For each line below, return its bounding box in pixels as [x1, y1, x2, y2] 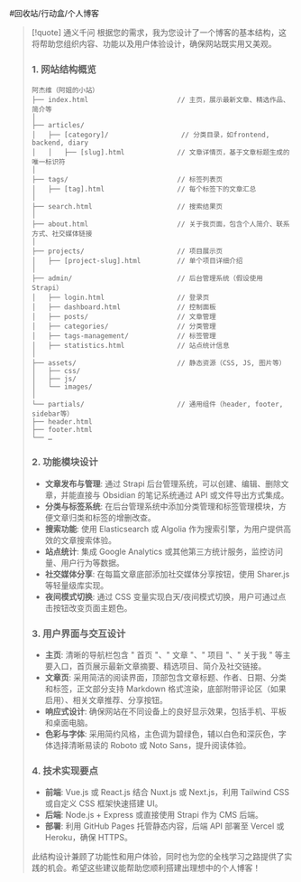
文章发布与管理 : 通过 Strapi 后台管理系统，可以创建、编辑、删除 [44, 478, 282, 489]
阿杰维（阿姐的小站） [31, 86, 99, 95]
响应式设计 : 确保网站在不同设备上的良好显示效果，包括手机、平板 [44, 706, 287, 717]
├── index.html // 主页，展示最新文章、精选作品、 [31, 96, 290, 105]
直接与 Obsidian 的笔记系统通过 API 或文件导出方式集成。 [76, 489, 289, 500]
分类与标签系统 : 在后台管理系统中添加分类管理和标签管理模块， [44, 501, 279, 511]
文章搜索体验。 [60, 534, 117, 545]
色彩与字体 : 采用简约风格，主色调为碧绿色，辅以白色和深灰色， [44, 728, 279, 739]
